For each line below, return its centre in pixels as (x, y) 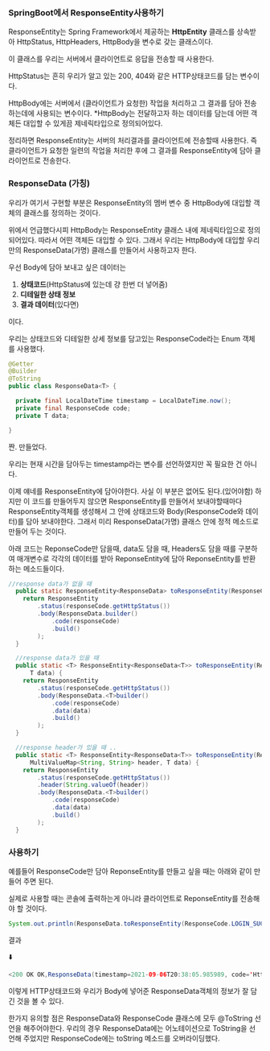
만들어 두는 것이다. (37, 531)
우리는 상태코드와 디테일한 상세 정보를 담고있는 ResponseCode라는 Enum (125, 338)
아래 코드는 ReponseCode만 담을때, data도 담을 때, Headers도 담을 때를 (123, 548)
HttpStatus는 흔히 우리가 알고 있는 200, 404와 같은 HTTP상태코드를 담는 (123, 76)
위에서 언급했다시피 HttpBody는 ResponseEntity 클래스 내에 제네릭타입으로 (127, 230)
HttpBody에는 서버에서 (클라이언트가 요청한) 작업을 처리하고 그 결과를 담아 (125, 103)
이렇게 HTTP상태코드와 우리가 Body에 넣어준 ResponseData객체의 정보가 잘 (129, 991)
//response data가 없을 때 (50, 584)
